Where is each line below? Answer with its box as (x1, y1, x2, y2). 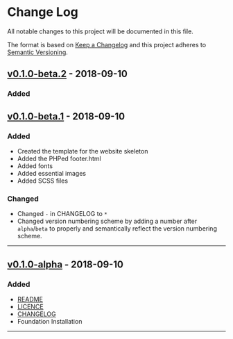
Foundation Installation (17, 317, 83, 325)
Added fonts (17, 161, 53, 170)
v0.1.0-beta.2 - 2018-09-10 (7, 68, 128, 80)
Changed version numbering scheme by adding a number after (17, 217, 198, 226)
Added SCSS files (17, 176, 68, 185)
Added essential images (17, 169, 87, 177)
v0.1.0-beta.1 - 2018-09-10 (7, 110, 126, 122)
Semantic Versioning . (7, 48, 68, 56)
